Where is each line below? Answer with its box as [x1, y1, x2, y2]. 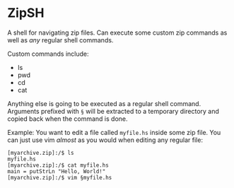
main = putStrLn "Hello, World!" [7, 168, 106, 175]
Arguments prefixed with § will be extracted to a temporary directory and [7, 107, 219, 115]
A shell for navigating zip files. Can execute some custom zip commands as [7, 28, 228, 37]
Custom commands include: [7, 49, 89, 58]
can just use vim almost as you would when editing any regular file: [7, 136, 204, 144]
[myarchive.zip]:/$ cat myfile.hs [7, 161, 110, 169]
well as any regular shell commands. [7, 35, 114, 44]
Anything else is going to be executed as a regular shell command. [7, 99, 201, 107]
